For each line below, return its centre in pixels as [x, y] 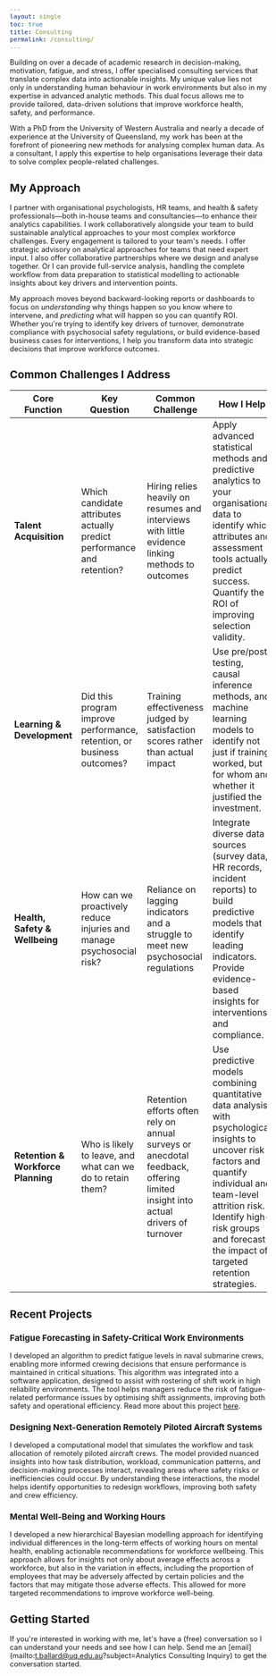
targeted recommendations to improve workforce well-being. [112, 1593]
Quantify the [238, 593]
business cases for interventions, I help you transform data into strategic [131, 340]
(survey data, [240, 856]
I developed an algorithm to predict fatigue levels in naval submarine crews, [137, 1356]
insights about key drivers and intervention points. [94, 283]
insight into [170, 1200]
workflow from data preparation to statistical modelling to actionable [125, 274]
